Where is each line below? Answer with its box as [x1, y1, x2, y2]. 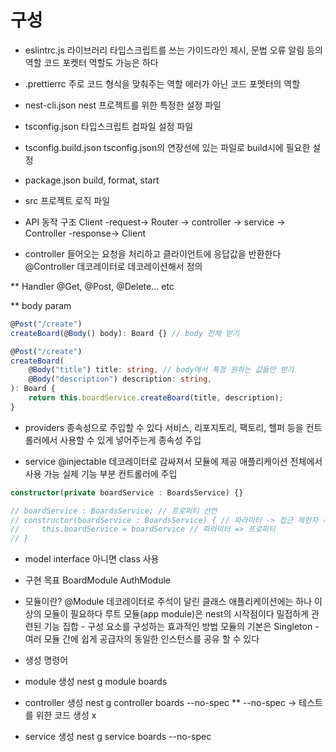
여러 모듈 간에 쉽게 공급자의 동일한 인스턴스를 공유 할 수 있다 [24, 633, 260, 645]
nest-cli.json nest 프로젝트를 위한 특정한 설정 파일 [24, 99, 222, 111]
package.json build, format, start [24, 174, 160, 186]
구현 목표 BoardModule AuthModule [24, 574, 171, 586]
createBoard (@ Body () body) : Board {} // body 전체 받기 [10, 328, 240, 338]
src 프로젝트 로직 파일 [24, 194, 111, 206]
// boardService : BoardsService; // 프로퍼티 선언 [10, 506, 218, 516]
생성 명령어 [24, 654, 69, 666]
